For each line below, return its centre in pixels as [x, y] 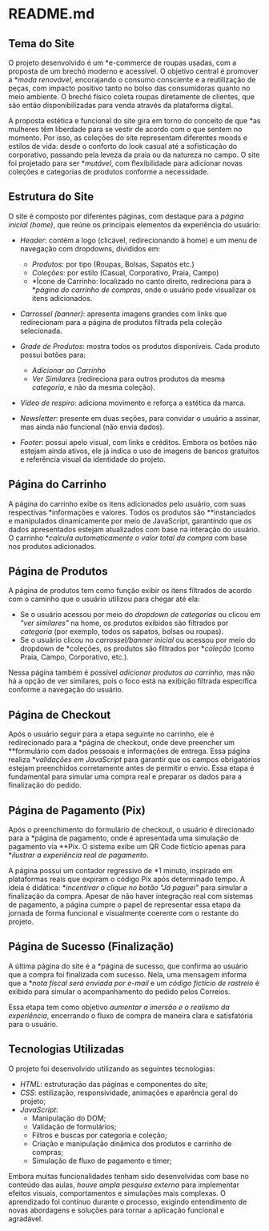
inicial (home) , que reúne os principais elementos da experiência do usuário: [134, 224]
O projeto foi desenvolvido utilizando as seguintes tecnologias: [112, 1069]
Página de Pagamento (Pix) [77, 810]
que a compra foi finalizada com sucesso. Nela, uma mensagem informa [128, 974]
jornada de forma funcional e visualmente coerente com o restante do [124, 913]
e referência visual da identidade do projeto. [92, 459]
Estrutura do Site [51, 197]
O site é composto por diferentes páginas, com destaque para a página [126, 216]
